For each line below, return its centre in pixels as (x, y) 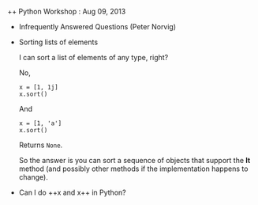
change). (33, 177)
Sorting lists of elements (58, 42)
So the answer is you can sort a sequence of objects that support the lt (135, 160)
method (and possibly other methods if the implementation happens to (133, 169)
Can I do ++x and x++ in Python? (73, 192)
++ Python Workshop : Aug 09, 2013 (67, 11)
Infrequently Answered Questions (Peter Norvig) (97, 27)
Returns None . (41, 145)
